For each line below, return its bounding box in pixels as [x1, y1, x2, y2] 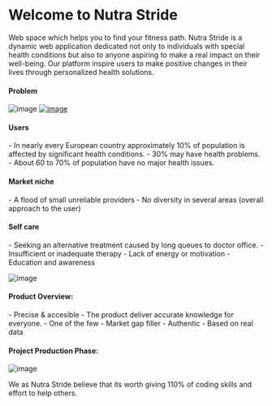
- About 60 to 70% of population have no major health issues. [8, 158, 215, 168]
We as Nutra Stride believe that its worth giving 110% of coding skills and [8, 380, 253, 390]
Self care [8, 222, 40, 232]
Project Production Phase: [8, 346, 99, 356]
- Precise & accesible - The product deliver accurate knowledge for [8, 309, 234, 319]
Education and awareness [8, 257, 96, 267]
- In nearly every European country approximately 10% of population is [8, 141, 245, 151]
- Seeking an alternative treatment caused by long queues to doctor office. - [8, 240, 264, 250]
